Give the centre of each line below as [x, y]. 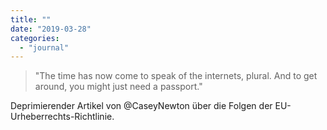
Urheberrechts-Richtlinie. [62, 117]
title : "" [31, 19]
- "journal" [44, 47]
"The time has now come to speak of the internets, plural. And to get [176, 76]
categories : [35, 38]
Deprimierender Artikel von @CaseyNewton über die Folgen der [141, 106]
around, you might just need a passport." [118, 87]
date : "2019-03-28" [51, 29]
